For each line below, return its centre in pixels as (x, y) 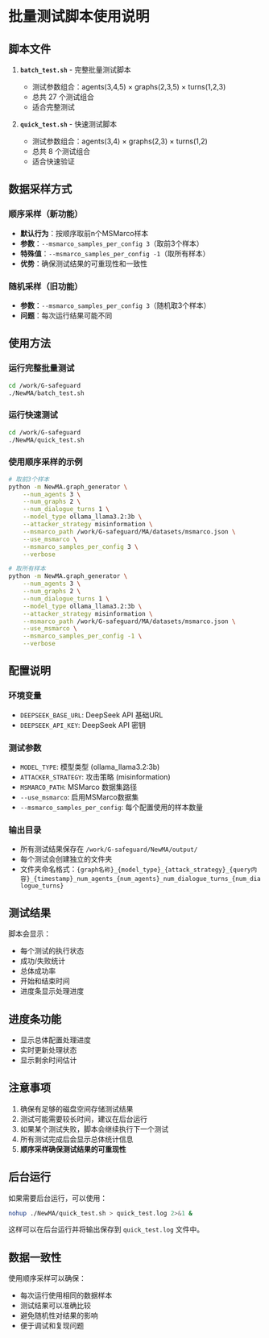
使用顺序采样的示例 (46, 462)
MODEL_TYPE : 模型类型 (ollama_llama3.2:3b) (90, 767)
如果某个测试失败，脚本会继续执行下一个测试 (94, 1128)
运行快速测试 (33, 415)
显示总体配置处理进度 (55, 1040)
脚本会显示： (29, 934)
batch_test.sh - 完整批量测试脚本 (75, 70)
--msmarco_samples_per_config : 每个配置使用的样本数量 (112, 807)
